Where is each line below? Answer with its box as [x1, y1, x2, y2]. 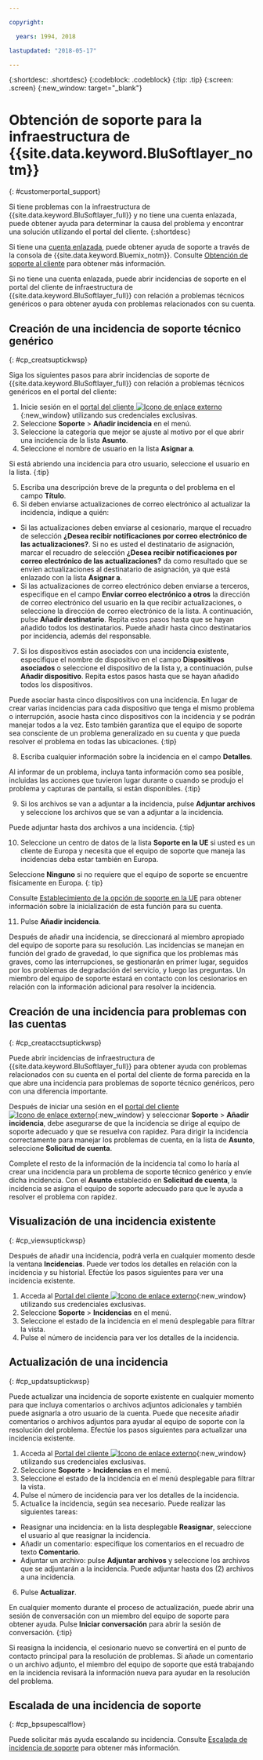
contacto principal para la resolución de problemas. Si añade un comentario [9, 1651, 254, 1660]
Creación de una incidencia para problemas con [9, 1005, 247, 1018]
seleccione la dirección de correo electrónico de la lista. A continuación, [20, 606, 254, 616]
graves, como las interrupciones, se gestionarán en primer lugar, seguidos [9, 957, 249, 966]
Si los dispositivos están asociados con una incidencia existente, [20, 647, 229, 656]
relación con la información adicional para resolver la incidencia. [9, 982, 217, 991]
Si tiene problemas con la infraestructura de [9, 202, 151, 212]
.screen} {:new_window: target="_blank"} [9, 83, 143, 93]
